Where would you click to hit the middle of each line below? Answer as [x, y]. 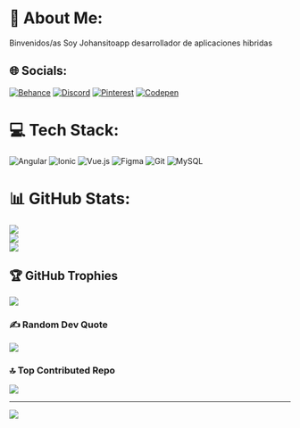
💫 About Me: [56, 18]
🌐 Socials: [38, 71]
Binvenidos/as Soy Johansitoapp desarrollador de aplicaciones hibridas [141, 43]
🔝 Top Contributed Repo [62, 370]
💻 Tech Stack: [64, 130]
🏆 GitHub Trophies [64, 276]
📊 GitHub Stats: [70, 198]
